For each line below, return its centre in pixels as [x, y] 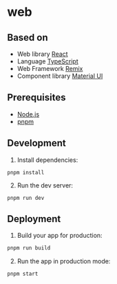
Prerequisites [36, 98]
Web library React [42, 54]
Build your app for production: [60, 236]
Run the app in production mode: [64, 261]
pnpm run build [29, 248]
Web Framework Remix [50, 69]
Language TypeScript [47, 61]
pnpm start [23, 274]
